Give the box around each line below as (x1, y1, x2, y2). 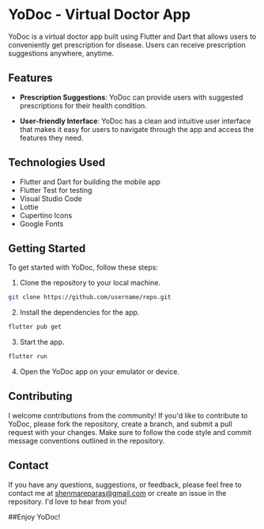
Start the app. (19, 338, 65, 347)
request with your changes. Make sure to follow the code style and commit (8, 427, 252, 436)
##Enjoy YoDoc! (8, 512, 61, 521)
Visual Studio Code (19, 194, 83, 203)
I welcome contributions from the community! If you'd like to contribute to (8, 410, 248, 420)
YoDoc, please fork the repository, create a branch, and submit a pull (8, 419, 232, 429)
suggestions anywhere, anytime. (8, 48, 115, 58)
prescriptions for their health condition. (19, 100, 148, 110)
